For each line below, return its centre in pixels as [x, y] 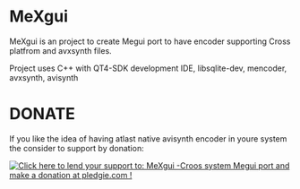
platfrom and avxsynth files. [60, 50]
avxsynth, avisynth [44, 77]
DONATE [43, 114]
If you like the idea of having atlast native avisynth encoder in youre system [148, 138]
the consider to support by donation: [77, 148]
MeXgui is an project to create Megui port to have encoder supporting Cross [150, 41]
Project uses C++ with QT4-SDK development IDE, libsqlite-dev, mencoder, [148, 68]
